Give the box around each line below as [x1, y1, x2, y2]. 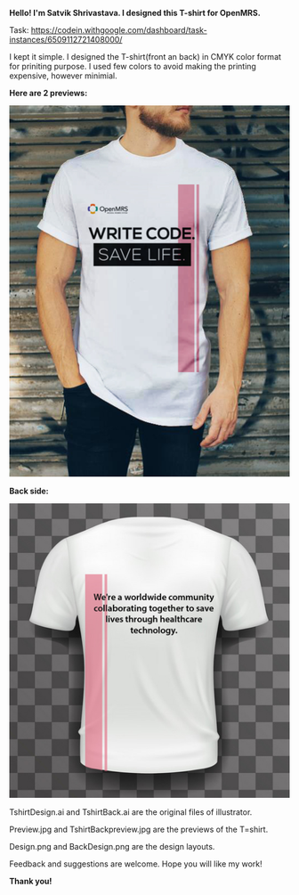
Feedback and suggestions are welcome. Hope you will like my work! [9, 858, 263, 869]
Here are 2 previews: [9, 88, 88, 98]
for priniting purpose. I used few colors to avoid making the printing [9, 61, 256, 71]
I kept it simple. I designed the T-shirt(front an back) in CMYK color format [9, 52, 282, 61]
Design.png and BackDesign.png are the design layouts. [9, 842, 215, 852]
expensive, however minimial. [9, 70, 117, 81]
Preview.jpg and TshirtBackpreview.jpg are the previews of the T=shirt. [9, 824, 269, 835]
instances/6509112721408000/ [9, 35, 123, 45]
